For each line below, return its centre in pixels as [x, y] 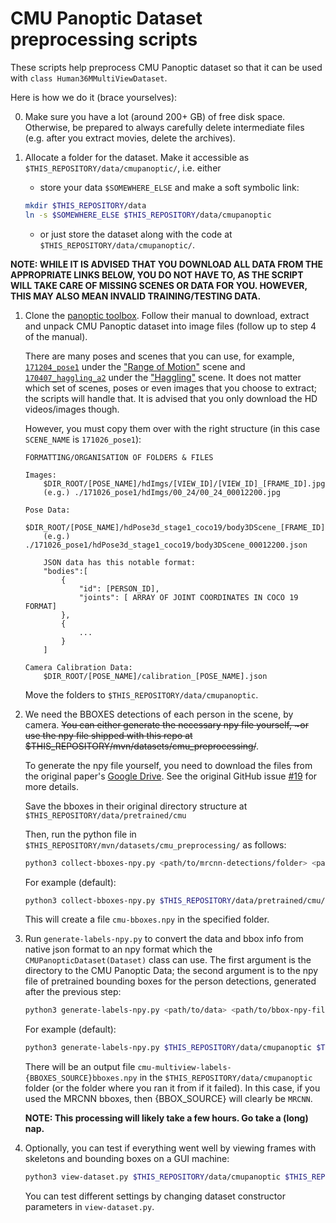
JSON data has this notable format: [119, 562]
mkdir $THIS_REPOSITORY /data [85, 205]
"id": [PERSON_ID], [119, 588]
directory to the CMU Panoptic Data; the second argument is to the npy [171, 971]
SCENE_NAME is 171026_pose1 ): [83, 439]
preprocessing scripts [104, 39]
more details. [52, 786]
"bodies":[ [66, 571]
